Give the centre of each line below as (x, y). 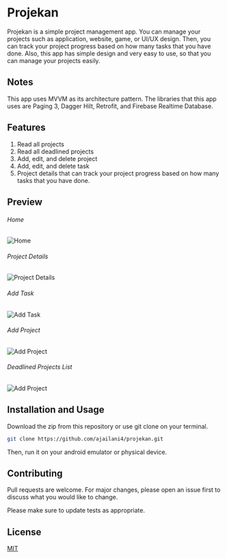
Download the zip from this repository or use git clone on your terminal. (108, 426)
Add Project (24, 330)
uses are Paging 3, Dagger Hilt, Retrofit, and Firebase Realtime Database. (110, 106)
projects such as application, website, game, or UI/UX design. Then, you (109, 38)
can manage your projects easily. (54, 60)
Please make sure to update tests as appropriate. (76, 510)
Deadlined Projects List (40, 367)
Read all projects (41, 144)
